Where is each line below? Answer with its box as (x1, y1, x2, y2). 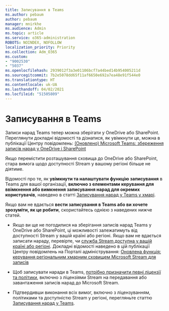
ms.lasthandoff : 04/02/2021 (5, 86, 64, 92)
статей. (5, 212, 21, 219)
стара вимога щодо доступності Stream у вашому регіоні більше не (5, 161, 151, 167)
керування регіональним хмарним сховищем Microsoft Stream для (12, 254, 156, 260)
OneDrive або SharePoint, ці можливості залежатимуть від (12, 227, 138, 234)
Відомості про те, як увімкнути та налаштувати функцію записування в (5, 176, 162, 182)
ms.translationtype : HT (5, 77, 55, 82)
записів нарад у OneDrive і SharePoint (5, 146, 87, 152)
